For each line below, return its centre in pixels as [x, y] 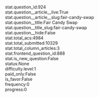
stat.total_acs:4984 [24, 38]
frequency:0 [17, 84]
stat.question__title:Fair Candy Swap [41, 22]
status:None [17, 64]
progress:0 [16, 89]
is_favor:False [19, 79]
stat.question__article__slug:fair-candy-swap [49, 17]
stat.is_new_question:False [32, 58]
